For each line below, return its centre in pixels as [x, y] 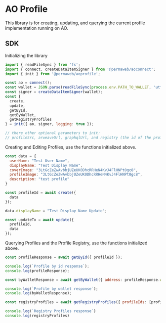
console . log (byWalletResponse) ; [38, 293]
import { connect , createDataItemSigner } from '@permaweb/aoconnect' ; [80, 69]
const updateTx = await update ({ [40, 220]
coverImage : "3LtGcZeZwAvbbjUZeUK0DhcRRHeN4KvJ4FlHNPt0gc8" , [74, 170]
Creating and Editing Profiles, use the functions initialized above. [71, 147]
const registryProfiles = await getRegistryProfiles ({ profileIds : [76, 302]
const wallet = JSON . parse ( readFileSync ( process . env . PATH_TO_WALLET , [78, 88]
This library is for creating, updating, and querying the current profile [75, 23]
